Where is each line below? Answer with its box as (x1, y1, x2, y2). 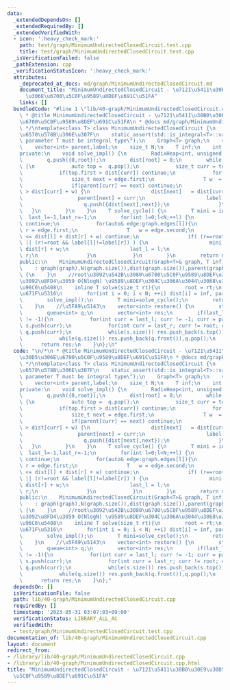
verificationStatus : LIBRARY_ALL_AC (13, 615, 118, 622)
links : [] (19, 99, 48, 106)
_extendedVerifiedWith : (13, 29, 81, 36)
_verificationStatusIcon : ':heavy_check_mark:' (13, 67, 152, 74)
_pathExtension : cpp (13, 61, 72, 68)
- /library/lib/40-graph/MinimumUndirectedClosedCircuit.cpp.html (7, 660, 201, 667)
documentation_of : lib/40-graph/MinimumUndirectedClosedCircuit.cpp (7, 634, 207, 641)
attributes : (13, 73, 48, 81)
